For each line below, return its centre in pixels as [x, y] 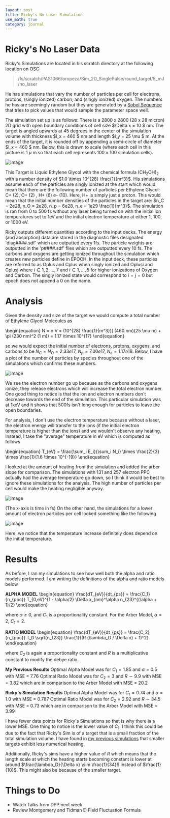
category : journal [25, 24]
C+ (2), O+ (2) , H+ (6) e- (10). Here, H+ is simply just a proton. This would [83, 195]
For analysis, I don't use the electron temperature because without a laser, [83, 420]
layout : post [19, 10]
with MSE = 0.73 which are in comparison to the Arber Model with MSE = [82, 706]
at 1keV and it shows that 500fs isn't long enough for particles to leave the [83, 405]
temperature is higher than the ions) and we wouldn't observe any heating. [83, 431]
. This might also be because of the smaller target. [69, 770]
